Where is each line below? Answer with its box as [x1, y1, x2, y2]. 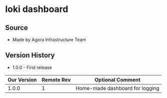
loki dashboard [5, 3, 68, 15]
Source [5, 23, 28, 32]
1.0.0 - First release [12, 64, 52, 70]
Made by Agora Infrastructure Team [12, 36, 86, 42]
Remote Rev [41, 76, 71, 83]
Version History [5, 51, 55, 59]
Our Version [7, 76, 37, 83]
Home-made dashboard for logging [75, 84, 160, 91]
